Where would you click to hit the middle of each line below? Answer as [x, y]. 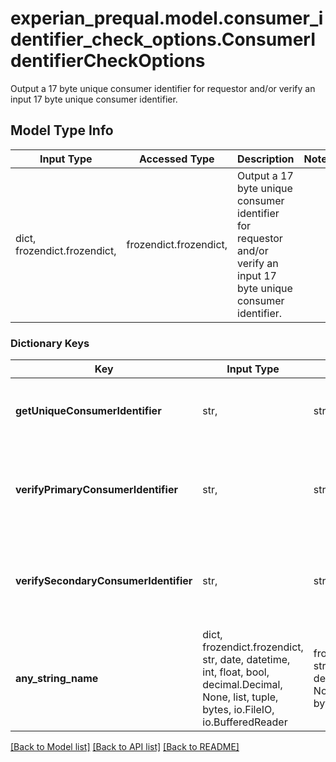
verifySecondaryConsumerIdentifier [104, 581]
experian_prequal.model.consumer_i [167, 18]
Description [266, 159]
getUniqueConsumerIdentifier [88, 411]
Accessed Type [176, 159]
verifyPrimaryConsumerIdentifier [96, 490]
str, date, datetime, [246, 660]
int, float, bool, [236, 672]
